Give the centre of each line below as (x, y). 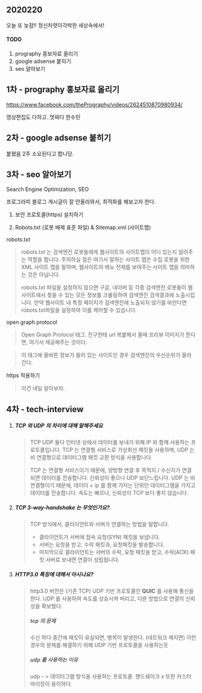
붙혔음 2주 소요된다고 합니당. (40, 153)
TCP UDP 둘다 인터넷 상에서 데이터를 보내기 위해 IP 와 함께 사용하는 (110, 442)
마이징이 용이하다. (51, 684)
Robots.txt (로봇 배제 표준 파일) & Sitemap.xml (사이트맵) (83, 227)
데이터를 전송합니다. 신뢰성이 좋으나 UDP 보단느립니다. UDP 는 (115, 477)
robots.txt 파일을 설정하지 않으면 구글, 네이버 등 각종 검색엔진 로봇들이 (104, 288)
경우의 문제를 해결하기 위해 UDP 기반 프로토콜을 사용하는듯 (99, 645)
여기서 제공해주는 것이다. (58, 342)
